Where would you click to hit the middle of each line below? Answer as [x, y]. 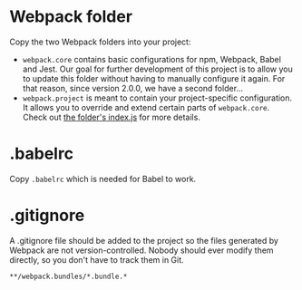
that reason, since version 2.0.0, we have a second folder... [132, 88]
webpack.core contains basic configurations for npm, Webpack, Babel [151, 59]
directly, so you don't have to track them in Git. [97, 259]
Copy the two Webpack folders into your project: [100, 42]
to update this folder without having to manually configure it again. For [154, 78]
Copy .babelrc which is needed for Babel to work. [103, 179]
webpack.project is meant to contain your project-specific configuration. [157, 98]
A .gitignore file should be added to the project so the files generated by [144, 240]
